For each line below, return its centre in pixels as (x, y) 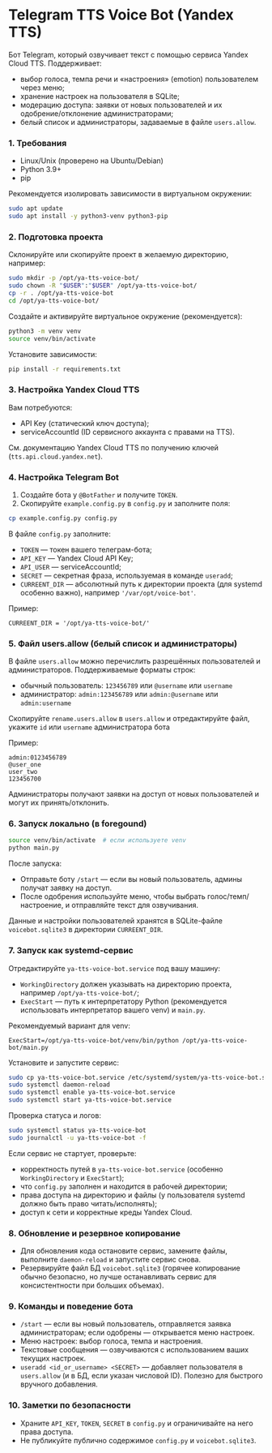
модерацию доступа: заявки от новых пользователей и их (121, 105)
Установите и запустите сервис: (64, 1062)
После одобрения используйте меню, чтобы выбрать (113, 896)
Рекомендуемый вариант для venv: (70, 1025)
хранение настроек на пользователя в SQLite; (100, 96)
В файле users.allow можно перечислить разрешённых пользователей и (134, 661)
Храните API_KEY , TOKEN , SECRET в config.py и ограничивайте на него (136, 1423)
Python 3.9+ (41, 170)
